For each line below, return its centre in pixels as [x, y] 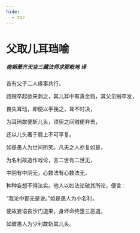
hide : [13, 12]
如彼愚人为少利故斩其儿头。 [40, 223]
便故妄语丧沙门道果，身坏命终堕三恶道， [56, 211]
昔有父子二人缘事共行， [35, 83]
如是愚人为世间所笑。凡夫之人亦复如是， [56, 147]
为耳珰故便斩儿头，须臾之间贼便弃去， [53, 121]
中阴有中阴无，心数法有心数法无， [48, 172]
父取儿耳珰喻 [38, 49]
